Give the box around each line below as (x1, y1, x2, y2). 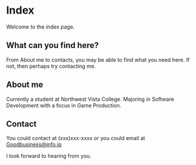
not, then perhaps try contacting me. (6, 62, 96, 69)
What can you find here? (6, 40, 99, 50)
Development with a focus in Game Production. (6, 101, 122, 109)
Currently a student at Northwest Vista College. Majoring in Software (6, 96, 174, 103)
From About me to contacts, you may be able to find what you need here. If (6, 56, 190, 63)
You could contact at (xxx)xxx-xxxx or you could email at (6, 135, 146, 142)
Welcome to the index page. (6, 23, 75, 30)
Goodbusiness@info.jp (6, 141, 62, 148)
